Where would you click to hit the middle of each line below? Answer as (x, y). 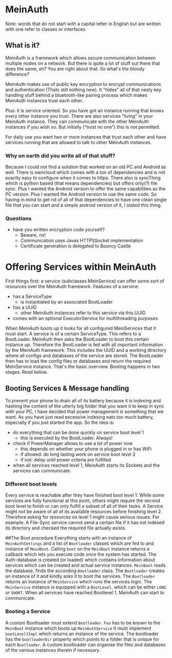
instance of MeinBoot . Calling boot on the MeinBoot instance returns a (78, 549)
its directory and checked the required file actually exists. (66, 528)
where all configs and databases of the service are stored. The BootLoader (84, 355)
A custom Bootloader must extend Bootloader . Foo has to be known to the (83, 623)
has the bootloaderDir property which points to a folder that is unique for (82, 639)
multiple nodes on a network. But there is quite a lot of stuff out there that (83, 63)
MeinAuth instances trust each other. (44, 100)
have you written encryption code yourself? (59, 229)
